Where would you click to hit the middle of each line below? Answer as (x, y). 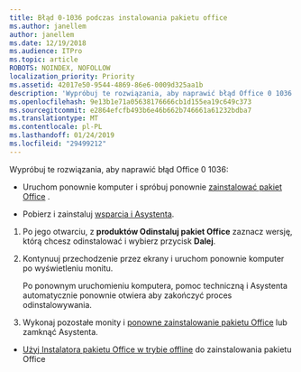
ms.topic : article (44, 60)
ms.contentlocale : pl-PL (56, 127)
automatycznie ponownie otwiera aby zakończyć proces (127, 295)
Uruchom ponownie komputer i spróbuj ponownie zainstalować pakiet (152, 187)
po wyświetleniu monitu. (68, 268)
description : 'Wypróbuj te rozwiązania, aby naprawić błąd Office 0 (141, 93)
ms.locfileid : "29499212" (58, 144)
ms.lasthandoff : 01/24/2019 (62, 135)
